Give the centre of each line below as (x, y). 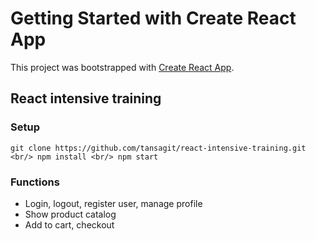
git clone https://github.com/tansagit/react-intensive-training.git (158, 148)
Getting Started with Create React (153, 18)
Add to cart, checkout (69, 224)
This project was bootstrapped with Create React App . (122, 67)
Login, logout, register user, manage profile (113, 203)
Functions (35, 182)
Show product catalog (70, 214)
